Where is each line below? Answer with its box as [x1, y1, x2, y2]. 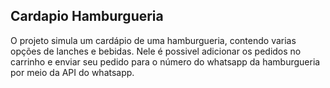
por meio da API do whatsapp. [10, 66, 135, 78]
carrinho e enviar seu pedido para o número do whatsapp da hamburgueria [10, 55, 321, 68]
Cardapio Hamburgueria [10, 8, 164, 25]
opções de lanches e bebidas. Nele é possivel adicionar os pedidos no [10, 45, 302, 57]
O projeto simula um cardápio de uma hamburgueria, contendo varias [10, 34, 297, 46]
